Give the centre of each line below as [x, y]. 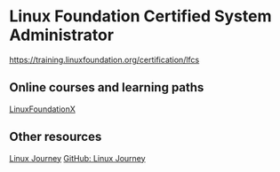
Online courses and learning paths [107, 87]
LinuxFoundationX [42, 109]
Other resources [56, 137]
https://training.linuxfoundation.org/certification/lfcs [104, 59]
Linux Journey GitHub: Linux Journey [77, 158]
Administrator [61, 35]
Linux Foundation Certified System [140, 16]
